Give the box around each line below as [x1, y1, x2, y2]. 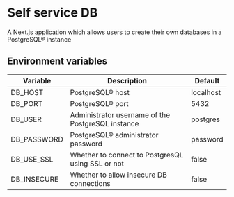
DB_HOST [10, 87, 44, 97]
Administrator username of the [70, 110, 171, 119]
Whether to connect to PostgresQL [70, 150, 184, 160]
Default [194, 76, 220, 85]
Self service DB [7, 5, 98, 21]
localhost [191, 87, 221, 97]
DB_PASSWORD [10, 134, 64, 144]
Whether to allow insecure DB [70, 170, 167, 180]
